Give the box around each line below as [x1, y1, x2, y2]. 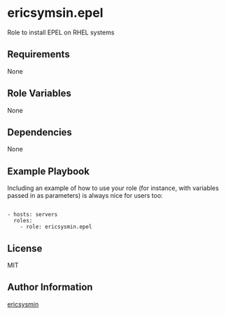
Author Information [7, 281, 93, 293]
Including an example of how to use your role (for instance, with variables [7, 184, 219, 192]
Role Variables [7, 88, 71, 100]
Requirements [7, 48, 70, 60]
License [7, 242, 43, 254]
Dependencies [7, 126, 72, 138]
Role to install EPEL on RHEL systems [7, 28, 115, 36]
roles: [13, 217, 33, 224]
